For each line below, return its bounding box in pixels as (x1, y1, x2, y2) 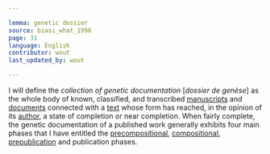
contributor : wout (8, 49, 70, 57)
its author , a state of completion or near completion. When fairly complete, (8, 111, 255, 121)
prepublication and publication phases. (8, 137, 138, 146)
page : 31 (8, 34, 38, 42)
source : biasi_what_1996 (8, 26, 92, 35)
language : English (8, 41, 70, 49)
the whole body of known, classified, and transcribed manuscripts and (8, 94, 243, 103)
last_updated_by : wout (8, 56, 85, 65)
